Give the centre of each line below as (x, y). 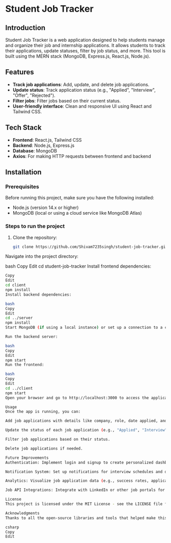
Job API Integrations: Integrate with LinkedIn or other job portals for (85, 490)
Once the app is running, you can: (43, 412)
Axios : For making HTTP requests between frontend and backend (82, 156)
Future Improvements (27, 458)
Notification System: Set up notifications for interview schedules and (84, 472)
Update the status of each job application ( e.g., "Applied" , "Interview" (86, 430)
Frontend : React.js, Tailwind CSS (47, 140)
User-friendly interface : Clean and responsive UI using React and (82, 106)
